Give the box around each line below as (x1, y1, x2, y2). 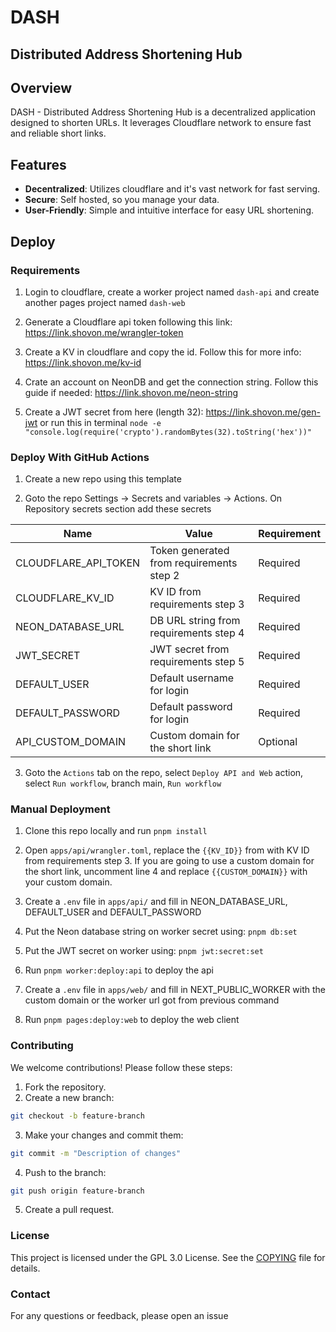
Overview (10, 79, 73, 96)
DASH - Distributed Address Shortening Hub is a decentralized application (10, 106, 317, 118)
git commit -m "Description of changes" (10, 1148, 182, 1158)
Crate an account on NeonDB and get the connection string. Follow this (24, 376, 319, 388)
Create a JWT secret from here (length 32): (24, 406, 204, 418)
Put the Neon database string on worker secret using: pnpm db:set (24, 926, 298, 938)
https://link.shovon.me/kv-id (24, 356, 142, 368)
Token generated (149, 544, 230, 558)
